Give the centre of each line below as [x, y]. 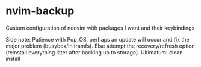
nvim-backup [40, 11]
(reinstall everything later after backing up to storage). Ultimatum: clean [94, 52]
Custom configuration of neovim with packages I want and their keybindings [100, 28]
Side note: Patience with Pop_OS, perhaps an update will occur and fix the [97, 39]
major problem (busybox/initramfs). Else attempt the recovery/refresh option [100, 46]
